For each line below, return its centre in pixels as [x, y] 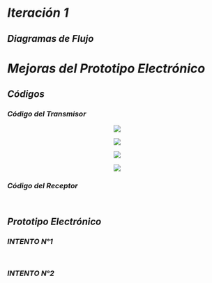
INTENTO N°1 [30, 242]
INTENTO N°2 [31, 273]
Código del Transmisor [47, 114]
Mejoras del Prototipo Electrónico [106, 68]
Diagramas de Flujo [51, 39]
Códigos [26, 94]
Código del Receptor [43, 186]
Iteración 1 [38, 13]
